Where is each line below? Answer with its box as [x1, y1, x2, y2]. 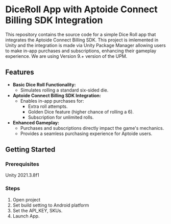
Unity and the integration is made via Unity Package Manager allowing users [5, 42, 166, 48]
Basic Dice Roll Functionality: [12, 81, 76, 87]
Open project [12, 196, 41, 203]
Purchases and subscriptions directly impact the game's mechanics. [20, 125, 164, 131]
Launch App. [12, 213, 40, 219]
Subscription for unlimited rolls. [28, 114, 94, 120]
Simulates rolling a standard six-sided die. [20, 87, 109, 93]
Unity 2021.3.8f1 [5, 172, 39, 178]
